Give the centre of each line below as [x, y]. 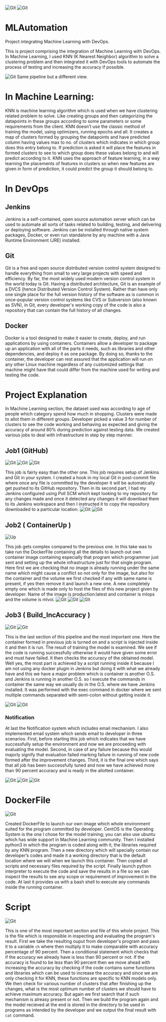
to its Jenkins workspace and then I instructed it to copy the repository [77, 504]
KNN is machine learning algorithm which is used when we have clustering [81, 110]
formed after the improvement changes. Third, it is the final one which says [82, 760]
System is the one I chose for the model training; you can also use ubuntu [80, 834]
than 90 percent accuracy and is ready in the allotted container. [70, 771]
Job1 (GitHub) [27, 451]
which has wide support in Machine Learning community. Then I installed [80, 840]
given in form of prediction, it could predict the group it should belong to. [80, 169]
